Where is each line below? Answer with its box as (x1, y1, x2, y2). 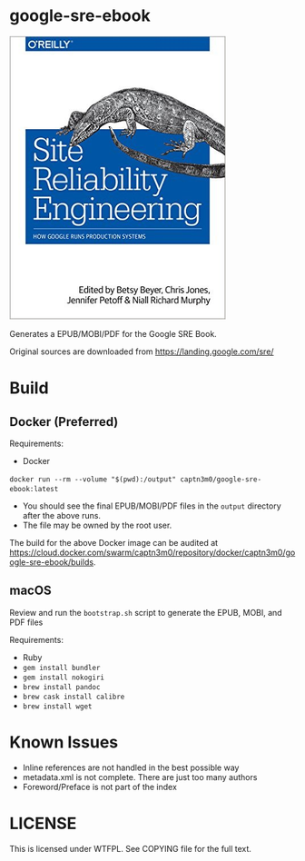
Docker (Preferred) (9, 414, 119, 430)
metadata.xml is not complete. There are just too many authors (22, 771, 258, 782)
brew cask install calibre (22, 692, 125, 701)
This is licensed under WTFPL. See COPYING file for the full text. (9, 843, 252, 854)
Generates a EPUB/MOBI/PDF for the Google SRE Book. (9, 328, 218, 339)
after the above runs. (22, 510, 102, 520)
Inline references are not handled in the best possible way (22, 762, 240, 773)
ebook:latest (9, 484, 59, 493)
